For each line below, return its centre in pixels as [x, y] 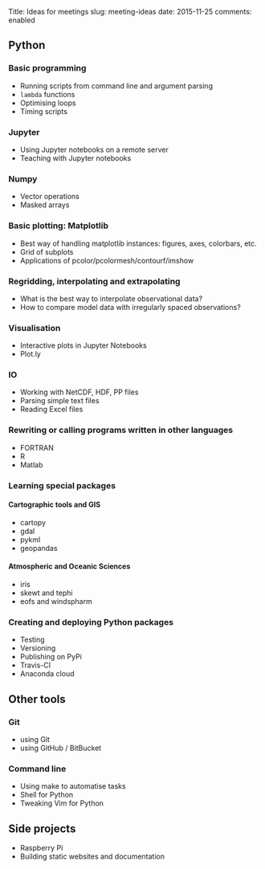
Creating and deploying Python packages [91, 622]
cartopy [33, 522]
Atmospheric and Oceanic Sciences [69, 566]
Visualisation [35, 328]
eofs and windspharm [56, 602]
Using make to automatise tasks [73, 786]
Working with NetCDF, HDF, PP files [79, 392]
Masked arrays [45, 205]
